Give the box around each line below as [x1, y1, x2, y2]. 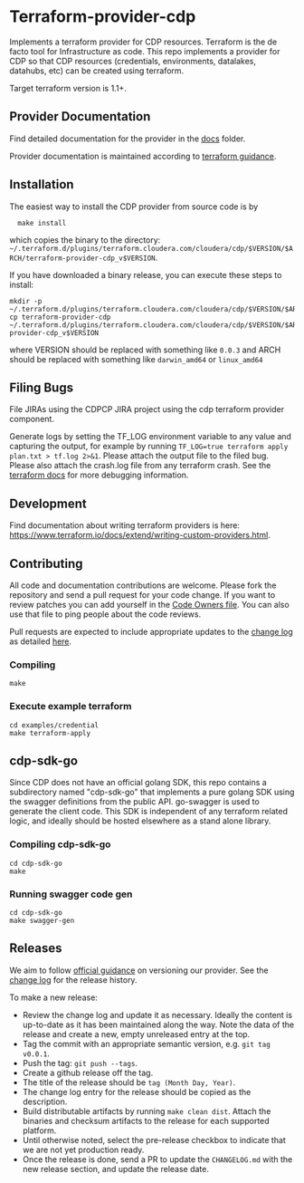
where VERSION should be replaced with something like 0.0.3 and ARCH [9, 344, 281, 355]
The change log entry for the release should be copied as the [22, 1086, 252, 1097]
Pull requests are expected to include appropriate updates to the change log [9, 627, 294, 637]
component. [9, 414, 54, 425]
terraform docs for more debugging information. [9, 469, 189, 481]
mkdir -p [9, 296, 43, 305]
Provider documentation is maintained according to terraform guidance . [9, 150, 277, 161]
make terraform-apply [9, 728, 91, 737]
